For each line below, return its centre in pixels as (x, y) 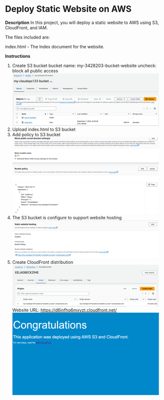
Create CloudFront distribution (42, 262)
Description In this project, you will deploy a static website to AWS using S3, (82, 22)
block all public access (35, 71)
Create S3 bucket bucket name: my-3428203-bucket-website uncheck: (84, 65)
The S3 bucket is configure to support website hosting (67, 218)
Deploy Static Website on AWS (68, 9)
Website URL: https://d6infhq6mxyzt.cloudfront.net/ (64, 310)
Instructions (18, 56)
